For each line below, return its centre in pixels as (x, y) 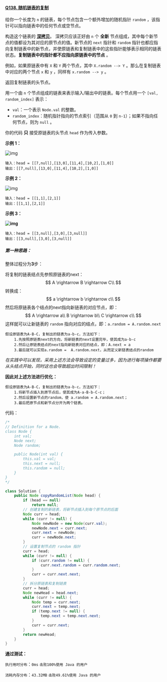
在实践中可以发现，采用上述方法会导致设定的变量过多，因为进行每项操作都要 (83, 360)
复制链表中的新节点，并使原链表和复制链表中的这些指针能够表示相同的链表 (85, 49)
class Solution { (23, 491)
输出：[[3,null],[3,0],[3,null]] (38, 239)
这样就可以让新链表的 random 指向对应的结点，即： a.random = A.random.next (83, 324)
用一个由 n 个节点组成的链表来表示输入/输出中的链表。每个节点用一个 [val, (82, 93)
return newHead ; (40, 634)
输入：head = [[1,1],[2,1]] (33, 198)
